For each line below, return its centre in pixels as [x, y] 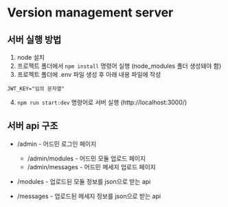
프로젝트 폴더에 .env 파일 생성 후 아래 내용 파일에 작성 [89, 74]
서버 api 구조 [33, 126]
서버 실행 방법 [34, 39]
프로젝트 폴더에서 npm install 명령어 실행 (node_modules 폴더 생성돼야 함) [119, 66]
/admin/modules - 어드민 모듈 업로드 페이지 [87, 158]
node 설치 [31, 57]
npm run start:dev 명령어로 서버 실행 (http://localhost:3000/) [102, 102]
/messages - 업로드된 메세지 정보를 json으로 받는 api [89, 196]
